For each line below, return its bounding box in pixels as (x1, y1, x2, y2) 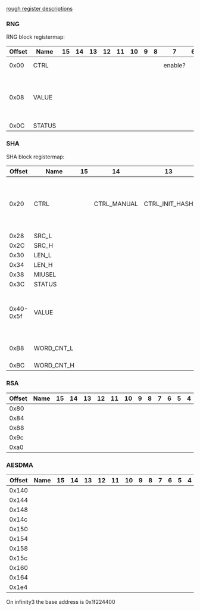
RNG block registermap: (6, 33, 65, 40)
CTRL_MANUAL (93, 199, 139, 208)
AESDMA (6, 461, 34, 469)
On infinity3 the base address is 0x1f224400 (6, 598, 115, 606)
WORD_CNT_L (33, 344, 74, 352)
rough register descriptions (6, 5, 73, 12)
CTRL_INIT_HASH (143, 199, 193, 208)
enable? (163, 61, 186, 70)
